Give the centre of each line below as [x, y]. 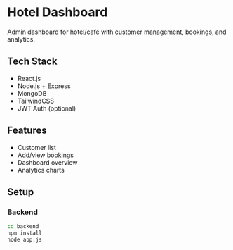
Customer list [36, 147]
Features [27, 131]
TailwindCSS [36, 101]
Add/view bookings [45, 155]
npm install [25, 233]
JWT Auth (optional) [47, 108]
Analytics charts [41, 170]
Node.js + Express [44, 86]
